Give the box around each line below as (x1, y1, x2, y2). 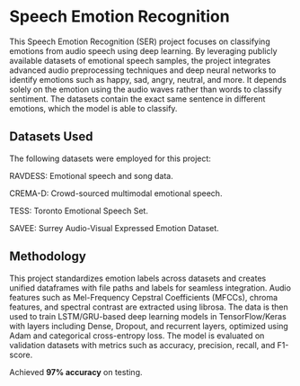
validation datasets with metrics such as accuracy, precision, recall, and (9, 339, 276, 350)
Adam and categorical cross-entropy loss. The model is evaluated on (9, 330, 265, 341)
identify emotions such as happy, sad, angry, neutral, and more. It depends (9, 74, 287, 85)
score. (9, 349, 33, 360)
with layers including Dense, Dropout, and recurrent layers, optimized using (9, 320, 289, 331)
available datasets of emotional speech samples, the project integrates (9, 55, 271, 66)
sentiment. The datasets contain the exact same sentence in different (9, 93, 266, 104)
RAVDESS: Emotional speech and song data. (9, 170, 173, 181)
